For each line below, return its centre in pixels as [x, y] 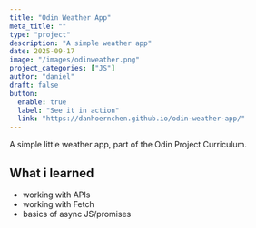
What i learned [52, 173]
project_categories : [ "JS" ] [63, 69]
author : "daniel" [42, 77]
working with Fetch [58, 204]
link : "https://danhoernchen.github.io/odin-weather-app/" [132, 119]
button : [24, 93]
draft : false [34, 85]
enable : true [42, 102]
